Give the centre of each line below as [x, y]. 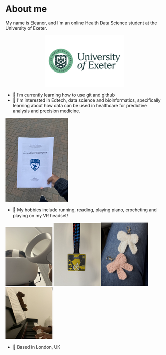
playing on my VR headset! [40, 216]
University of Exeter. [26, 28]
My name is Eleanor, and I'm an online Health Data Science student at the [81, 23]
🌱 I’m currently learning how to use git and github [63, 95]
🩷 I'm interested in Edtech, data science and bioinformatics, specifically [87, 100]
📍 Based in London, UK [36, 347]
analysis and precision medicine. [46, 111]
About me [26, 9]
